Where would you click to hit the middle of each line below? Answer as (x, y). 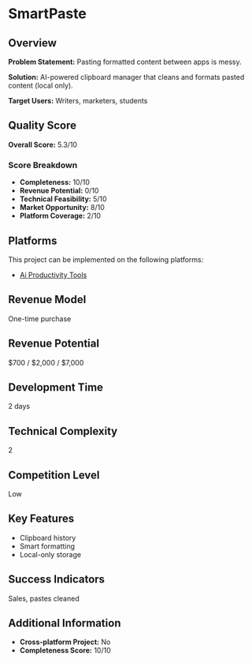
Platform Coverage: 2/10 (60, 216)
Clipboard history (48, 538)
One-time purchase (40, 318)
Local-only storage (50, 554)
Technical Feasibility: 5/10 (63, 199)
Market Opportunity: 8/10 (62, 208)
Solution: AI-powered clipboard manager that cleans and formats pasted (126, 77)
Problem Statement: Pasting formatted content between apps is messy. (125, 62)
